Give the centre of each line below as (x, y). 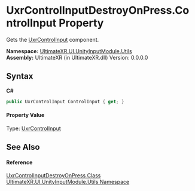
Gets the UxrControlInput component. (53, 39)
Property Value (25, 115)
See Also (23, 147)
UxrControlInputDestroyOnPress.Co (98, 10)
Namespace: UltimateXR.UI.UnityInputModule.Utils (69, 51)
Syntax (20, 76)
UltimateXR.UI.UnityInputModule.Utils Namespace (68, 182)
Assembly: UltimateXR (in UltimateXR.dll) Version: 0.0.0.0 (77, 57)
